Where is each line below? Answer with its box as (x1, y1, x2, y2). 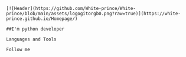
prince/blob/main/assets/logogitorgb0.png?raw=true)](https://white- (6, 11, 181, 16)
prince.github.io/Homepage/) (6, 16, 78, 22)
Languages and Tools (6, 36, 57, 42)
